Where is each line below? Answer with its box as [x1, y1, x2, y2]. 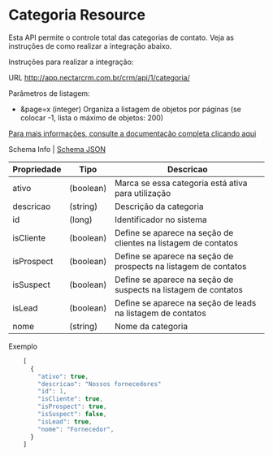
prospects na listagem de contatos [115, 260, 247, 271]
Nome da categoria [115, 320, 188, 332]
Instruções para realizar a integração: [8, 57, 134, 67]
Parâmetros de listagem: [8, 88, 91, 98]
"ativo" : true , [37, 372, 89, 380]
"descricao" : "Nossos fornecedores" [37, 380, 162, 388]
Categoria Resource [8, 6, 146, 24]
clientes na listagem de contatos [115, 237, 238, 249]
